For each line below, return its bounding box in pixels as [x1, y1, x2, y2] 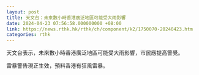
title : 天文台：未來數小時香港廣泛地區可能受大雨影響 [6, 15, 126, 21]
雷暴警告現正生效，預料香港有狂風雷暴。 [6, 62, 108, 70]
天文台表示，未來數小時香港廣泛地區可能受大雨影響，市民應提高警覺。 [6, 49, 184, 57]
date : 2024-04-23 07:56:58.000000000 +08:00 [6, 20, 122, 26]
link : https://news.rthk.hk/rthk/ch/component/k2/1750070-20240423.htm [6, 26, 193, 32]
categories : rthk [6, 32, 51, 38]
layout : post [6, 9, 40, 15]
